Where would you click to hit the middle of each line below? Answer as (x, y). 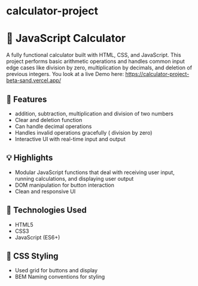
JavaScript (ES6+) (37, 237)
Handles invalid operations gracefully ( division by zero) (83, 132)
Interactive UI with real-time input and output (70, 139)
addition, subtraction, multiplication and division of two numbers (94, 113)
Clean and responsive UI (45, 191)
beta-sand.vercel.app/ (34, 80)
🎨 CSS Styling (32, 256)
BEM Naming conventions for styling (60, 277)
